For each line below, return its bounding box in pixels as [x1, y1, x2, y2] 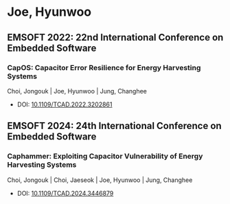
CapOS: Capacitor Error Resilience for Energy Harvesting [7, 63, 201, 72]
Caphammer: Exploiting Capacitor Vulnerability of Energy [7, 152, 203, 161]
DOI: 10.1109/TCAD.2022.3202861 [16, 100, 113, 109]
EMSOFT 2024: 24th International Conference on [7, 120, 222, 132]
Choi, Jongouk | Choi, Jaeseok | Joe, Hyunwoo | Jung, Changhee [7, 176, 193, 184]
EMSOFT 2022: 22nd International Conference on [7, 32, 224, 43]
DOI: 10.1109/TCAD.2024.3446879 [16, 189, 114, 197]
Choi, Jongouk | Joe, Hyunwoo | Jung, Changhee [7, 87, 148, 95]
